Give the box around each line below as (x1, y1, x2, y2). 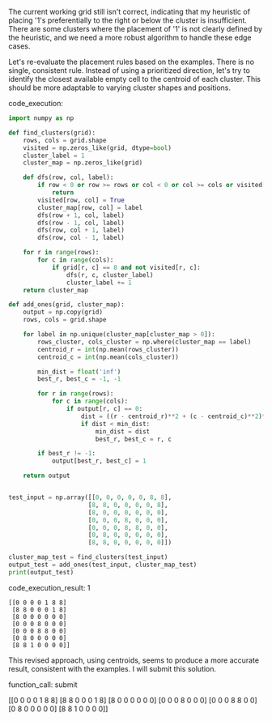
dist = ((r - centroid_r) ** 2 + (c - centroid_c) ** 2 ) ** (80, 412, 270, 420)
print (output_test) (8, 568, 74, 576)
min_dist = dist (95, 427, 151, 436)
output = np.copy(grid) (23, 308, 104, 317)
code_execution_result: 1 (8, 582, 91, 592)
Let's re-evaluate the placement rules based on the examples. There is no (8, 57, 255, 66)
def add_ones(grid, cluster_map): (8, 301, 125, 309)
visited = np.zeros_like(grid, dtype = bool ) (23, 143, 172, 152)
